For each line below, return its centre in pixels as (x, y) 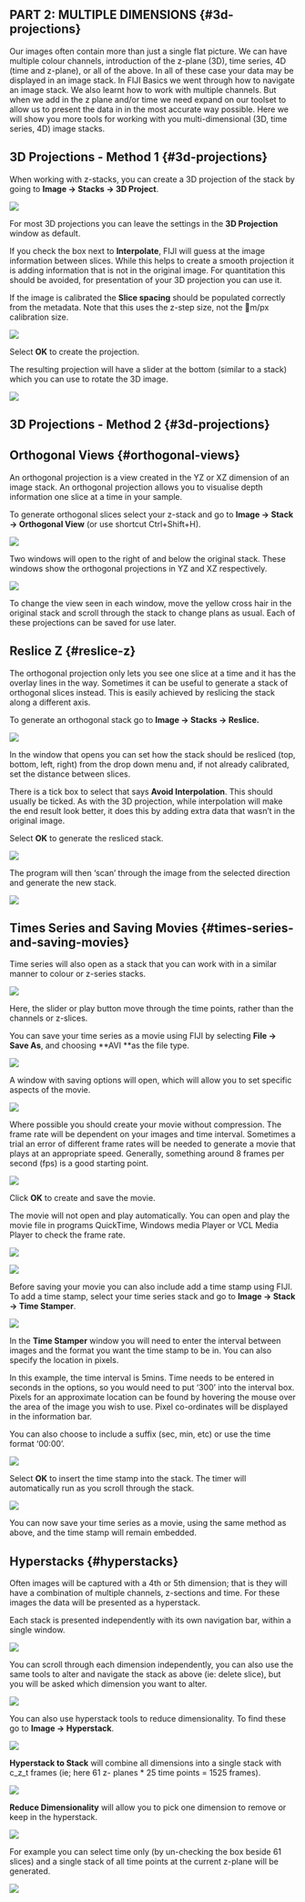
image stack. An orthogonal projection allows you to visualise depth (137, 487)
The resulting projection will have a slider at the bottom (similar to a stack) (148, 369)
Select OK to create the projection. (74, 351)
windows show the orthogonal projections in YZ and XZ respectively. (138, 568)
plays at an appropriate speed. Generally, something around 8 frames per (147, 1154)
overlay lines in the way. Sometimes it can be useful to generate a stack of (149, 683)
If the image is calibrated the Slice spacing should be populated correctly (147, 297)
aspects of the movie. (50, 1090)
